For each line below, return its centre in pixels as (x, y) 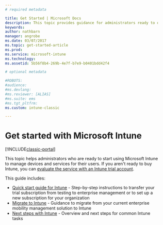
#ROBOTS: (14, 81)
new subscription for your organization (51, 198)
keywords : (15, 27)
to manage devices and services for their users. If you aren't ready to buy (79, 164)
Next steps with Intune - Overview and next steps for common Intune (81, 213)
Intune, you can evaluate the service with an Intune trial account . (70, 169)
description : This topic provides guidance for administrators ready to (80, 23)
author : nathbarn (23, 32)
